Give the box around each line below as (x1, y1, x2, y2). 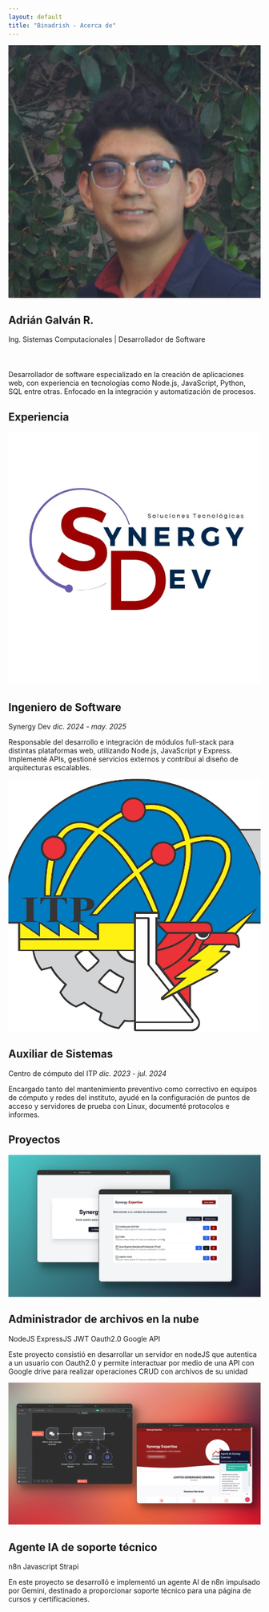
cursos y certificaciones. (8, 1594, 90, 1604)
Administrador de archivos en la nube (8, 1313, 199, 1326)
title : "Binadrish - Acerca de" (8, 21, 116, 30)
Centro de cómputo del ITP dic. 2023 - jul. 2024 (8, 1068, 167, 1078)
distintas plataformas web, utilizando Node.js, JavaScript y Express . (8, 745, 232, 755)
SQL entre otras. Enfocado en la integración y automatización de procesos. (8, 387, 256, 396)
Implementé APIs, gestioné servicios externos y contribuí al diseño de (8, 754, 239, 764)
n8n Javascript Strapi (8, 1561, 79, 1572)
